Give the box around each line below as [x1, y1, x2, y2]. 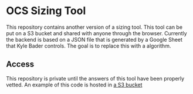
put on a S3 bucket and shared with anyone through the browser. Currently [6, 29, 187, 36]
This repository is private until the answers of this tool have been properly [6, 75, 185, 82]
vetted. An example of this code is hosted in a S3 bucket [6, 81, 143, 88]
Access [6, 59, 34, 69]
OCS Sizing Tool [6, 4, 86, 18]
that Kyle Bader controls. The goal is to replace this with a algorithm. [6, 42, 171, 49]
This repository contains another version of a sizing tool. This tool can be [6, 23, 183, 31]
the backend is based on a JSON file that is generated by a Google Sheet [6, 36, 183, 43]
